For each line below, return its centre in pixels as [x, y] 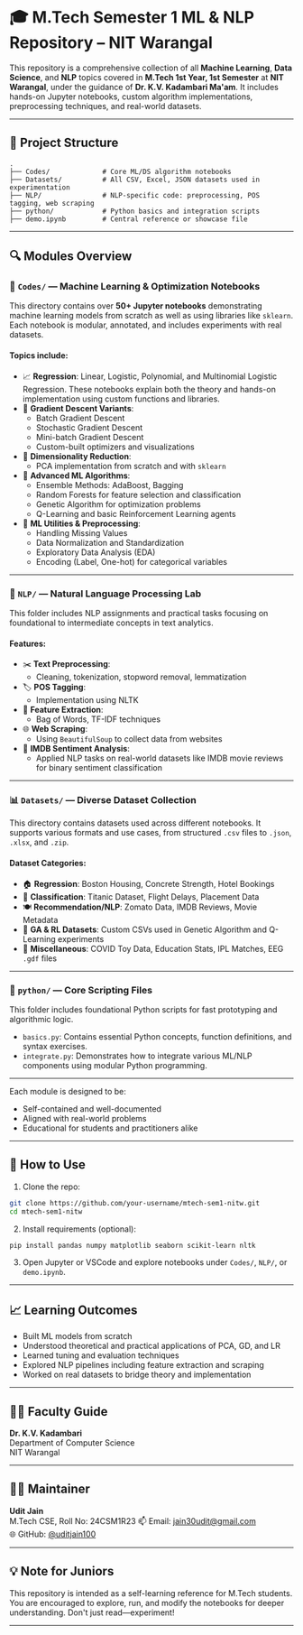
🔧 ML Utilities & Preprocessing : [82, 523]
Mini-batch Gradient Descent [90, 437]
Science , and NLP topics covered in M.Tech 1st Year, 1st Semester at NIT [147, 77]
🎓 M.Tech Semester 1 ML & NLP [132, 18]
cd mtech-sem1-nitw [46, 1211]
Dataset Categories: [48, 864]
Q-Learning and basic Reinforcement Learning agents [136, 513]
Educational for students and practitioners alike [110, 1128]
